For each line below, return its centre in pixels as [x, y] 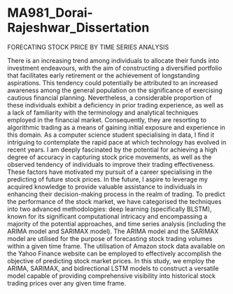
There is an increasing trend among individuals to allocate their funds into [113, 60]
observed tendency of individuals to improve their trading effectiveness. [111, 164]
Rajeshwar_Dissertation [78, 28]
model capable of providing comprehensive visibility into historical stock [112, 275]
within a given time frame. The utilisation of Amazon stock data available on [116, 246]
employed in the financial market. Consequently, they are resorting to [107, 119]
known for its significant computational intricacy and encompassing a [107, 216]
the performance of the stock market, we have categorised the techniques [114, 201]
